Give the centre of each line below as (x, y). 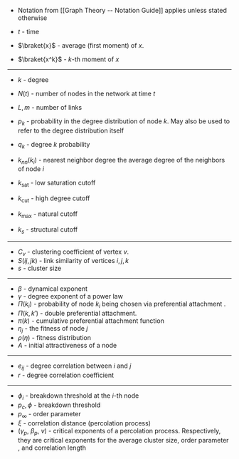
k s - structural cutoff (48, 230)
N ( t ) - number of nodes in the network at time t (86, 93)
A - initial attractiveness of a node (67, 345)
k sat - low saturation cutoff (57, 184)
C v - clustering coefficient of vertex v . (73, 252)
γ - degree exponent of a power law (70, 296)
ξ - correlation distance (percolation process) (84, 423)
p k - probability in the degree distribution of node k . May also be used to (123, 122)
